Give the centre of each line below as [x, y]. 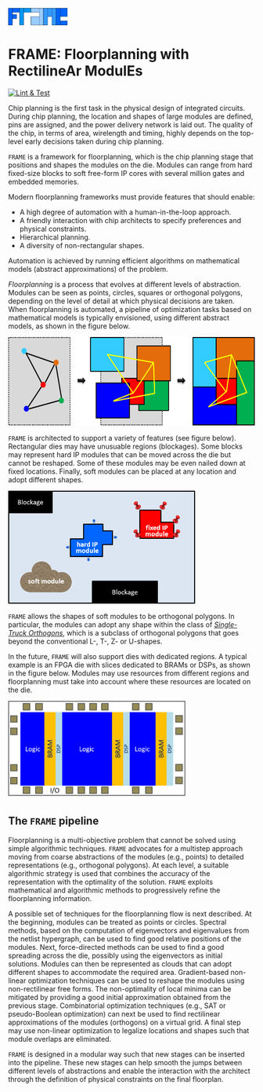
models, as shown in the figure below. [69, 326]
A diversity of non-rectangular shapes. [82, 245]
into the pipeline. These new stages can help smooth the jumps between [125, 1062]
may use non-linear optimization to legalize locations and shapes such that [129, 1030]
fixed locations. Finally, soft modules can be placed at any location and [122, 471]
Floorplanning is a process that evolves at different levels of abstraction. [124, 284]
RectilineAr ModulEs [76, 71]
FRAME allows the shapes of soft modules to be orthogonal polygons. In [121, 616]
